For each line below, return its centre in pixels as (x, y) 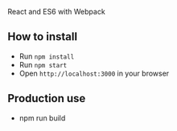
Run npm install (47, 56)
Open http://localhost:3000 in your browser (94, 73)
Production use (47, 98)
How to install (43, 37)
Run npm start (43, 64)
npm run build (42, 118)
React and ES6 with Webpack (56, 12)
